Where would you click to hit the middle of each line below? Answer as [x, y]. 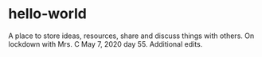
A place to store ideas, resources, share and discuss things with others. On [131, 36]
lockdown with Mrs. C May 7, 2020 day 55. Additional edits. [106, 44]
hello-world [48, 14]
